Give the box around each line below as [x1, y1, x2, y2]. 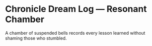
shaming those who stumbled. [5, 35, 67, 41]
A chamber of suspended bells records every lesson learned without [5, 30, 146, 36]
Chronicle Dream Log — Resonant [5, 3, 147, 15]
